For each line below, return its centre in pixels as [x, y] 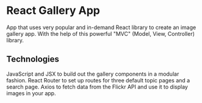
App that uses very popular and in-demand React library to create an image [101, 27]
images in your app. [31, 93]
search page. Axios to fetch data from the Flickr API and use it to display [97, 87]
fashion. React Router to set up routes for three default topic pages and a [98, 80]
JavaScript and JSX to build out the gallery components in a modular [93, 74]
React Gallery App [53, 11]
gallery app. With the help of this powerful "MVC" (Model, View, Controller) [101, 33]
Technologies [33, 59]
